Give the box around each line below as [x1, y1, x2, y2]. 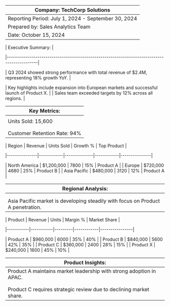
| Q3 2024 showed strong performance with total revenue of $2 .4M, [5, 69, 148, 75]
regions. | [5, 96, 25, 101]
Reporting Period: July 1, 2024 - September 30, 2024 [8, 15, 138, 22]
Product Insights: [64, 259, 106, 266]
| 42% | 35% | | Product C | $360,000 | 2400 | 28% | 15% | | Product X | [5, 242, 156, 247]
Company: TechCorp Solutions [34, 7, 110, 13]
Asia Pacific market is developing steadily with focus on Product [8, 197, 160, 204]
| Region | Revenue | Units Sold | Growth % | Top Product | [5, 143, 127, 149]
